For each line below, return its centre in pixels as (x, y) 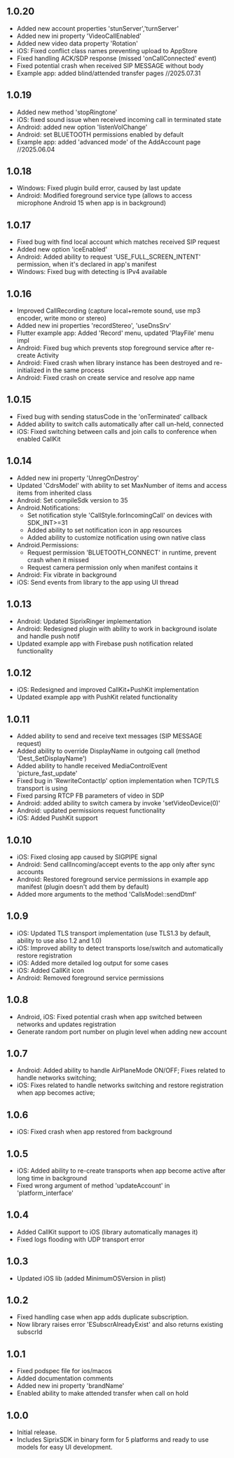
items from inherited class (54, 493)
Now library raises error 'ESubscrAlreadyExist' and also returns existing (120, 1325)
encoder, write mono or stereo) (61, 318)
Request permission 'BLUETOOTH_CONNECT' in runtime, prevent (122, 552)
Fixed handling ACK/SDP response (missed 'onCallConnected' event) (117, 58)
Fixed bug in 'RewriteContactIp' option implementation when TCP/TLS (118, 781)
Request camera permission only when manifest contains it (112, 567)
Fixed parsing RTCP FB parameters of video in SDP (90, 796)
